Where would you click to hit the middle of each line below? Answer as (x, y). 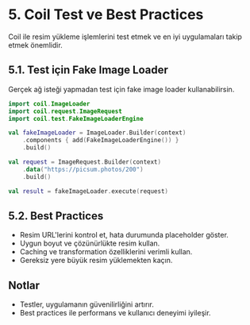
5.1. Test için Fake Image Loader (88, 70)
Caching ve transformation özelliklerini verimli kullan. (106, 252)
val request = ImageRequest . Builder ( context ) (85, 162)
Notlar (24, 285)
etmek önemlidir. (36, 44)
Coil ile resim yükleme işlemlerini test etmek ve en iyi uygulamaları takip (125, 37)
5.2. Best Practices (56, 216)
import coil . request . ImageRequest (65, 111)
